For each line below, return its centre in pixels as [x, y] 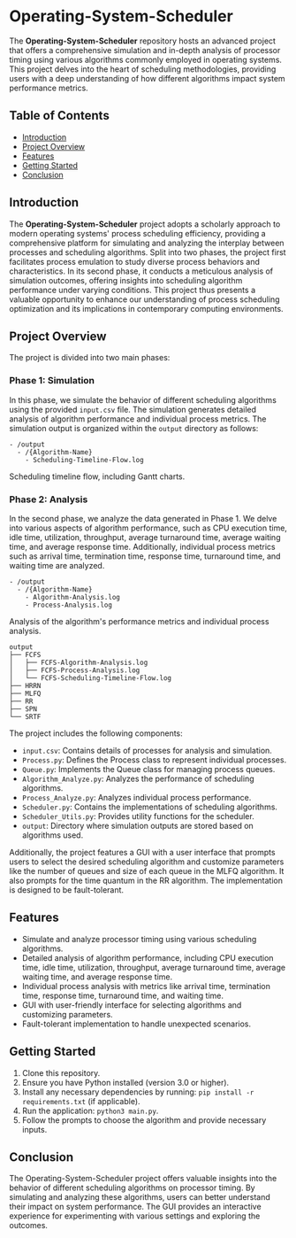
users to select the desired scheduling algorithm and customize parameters [147, 862]
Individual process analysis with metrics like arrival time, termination [146, 986]
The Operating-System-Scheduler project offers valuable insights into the [143, 1179]
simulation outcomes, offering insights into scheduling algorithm [126, 280]
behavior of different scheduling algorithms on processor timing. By [132, 1188]
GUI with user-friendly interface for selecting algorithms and [132, 1005]
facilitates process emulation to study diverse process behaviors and [135, 261]
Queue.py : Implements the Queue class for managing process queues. [148, 769]
